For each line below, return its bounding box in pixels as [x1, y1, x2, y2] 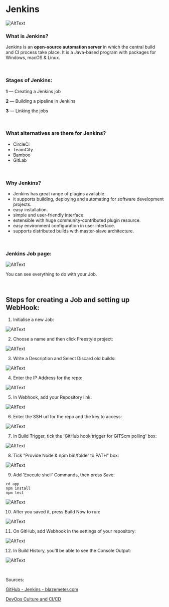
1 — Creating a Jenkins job [6, 88, 61, 94]
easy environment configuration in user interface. [13, 223, 115, 229]
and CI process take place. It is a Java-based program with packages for [6, 49, 156, 56]
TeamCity [13, 146, 33, 152]
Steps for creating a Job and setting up [6, 295, 130, 304]
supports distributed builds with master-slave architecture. [13, 228, 134, 234]
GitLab [13, 157, 27, 163]
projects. [13, 201, 32, 207]
